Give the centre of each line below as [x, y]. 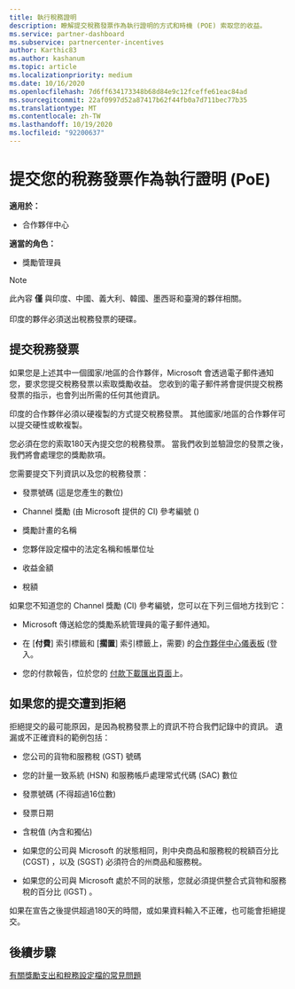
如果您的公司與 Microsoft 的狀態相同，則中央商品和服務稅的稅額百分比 [150, 851]
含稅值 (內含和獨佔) [57, 832]
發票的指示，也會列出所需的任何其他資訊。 [87, 395]
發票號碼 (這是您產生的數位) [73, 492]
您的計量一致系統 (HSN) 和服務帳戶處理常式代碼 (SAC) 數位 [130, 775]
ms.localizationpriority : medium [71, 75]
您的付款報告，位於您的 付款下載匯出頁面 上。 [105, 673]
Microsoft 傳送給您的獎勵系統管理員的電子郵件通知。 [118, 624]
